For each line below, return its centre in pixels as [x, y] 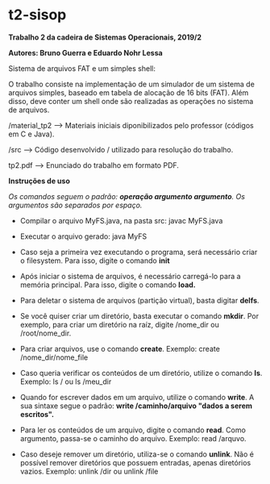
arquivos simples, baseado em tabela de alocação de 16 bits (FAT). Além [129, 92]
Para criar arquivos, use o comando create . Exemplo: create [120, 348]
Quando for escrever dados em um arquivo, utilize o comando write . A [137, 397]
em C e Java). [31, 134]
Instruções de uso [39, 181]
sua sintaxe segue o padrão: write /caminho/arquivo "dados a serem [136, 406]
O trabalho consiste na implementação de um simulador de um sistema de [132, 84]
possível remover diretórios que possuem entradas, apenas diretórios [135, 462]
